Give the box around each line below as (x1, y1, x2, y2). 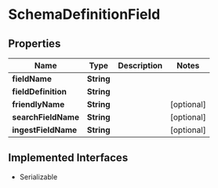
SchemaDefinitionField (8, 6, 161, 24)
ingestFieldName (12, 124, 78, 135)
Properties (8, 37, 61, 50)
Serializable (19, 171, 58, 182)
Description (118, 61, 163, 71)
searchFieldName (12, 112, 80, 123)
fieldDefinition (12, 87, 67, 97)
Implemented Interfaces (8, 151, 129, 164)
